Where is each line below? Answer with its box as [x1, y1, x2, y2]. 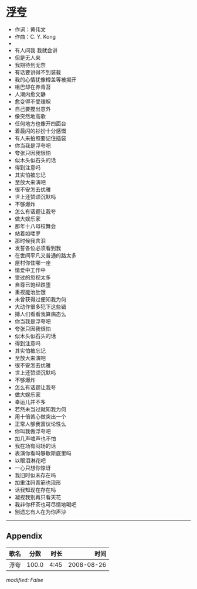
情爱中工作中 [14, 266, 46, 273]
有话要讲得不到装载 [14, 69, 62, 76]
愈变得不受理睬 [14, 98, 51, 105]
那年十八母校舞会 [14, 222, 56, 229]
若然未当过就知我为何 [14, 406, 66, 413]
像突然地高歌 [14, 113, 46, 120]
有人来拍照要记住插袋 [14, 134, 66, 141]
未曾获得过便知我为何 [14, 295, 66, 302]
